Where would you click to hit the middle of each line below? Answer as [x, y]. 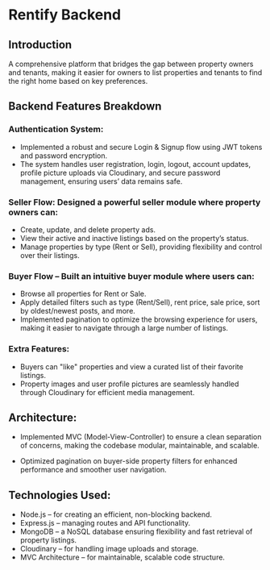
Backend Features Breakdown [85, 106]
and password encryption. [63, 156]
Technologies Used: [60, 495]
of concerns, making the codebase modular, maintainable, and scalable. [139, 446]
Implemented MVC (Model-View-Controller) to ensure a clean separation [141, 437]
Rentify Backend [65, 15]
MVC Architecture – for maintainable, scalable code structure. [123, 557]
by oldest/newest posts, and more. [77, 311]
